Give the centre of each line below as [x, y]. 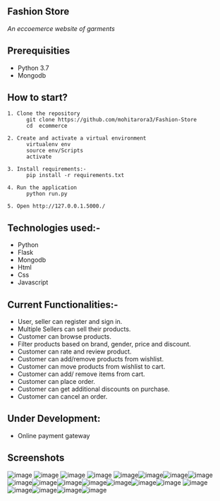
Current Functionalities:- [63, 304]
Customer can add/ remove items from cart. [81, 374]
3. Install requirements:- [47, 169]
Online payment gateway [54, 435]
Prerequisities [39, 51]
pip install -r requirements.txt [75, 176]
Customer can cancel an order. [62, 397]
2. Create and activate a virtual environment [77, 138]
